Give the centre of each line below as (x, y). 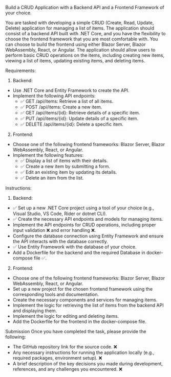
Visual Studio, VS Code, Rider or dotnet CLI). (60, 214)
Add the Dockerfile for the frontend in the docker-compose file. (80, 322)
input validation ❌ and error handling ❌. (54, 230)
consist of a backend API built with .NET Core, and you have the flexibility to (85, 33)
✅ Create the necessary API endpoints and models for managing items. (88, 219)
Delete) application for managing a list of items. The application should (80, 28)
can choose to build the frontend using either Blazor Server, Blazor (76, 44)
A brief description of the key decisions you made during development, (88, 364)
